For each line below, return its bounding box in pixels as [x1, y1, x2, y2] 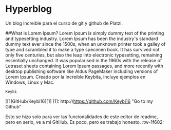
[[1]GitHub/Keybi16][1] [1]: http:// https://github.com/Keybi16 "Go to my [5, 98, 153, 104]
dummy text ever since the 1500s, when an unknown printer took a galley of [5, 41, 166, 47]
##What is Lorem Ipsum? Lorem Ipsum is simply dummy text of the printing [5, 30, 164, 36]
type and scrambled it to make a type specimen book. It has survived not [5, 46, 160, 52]
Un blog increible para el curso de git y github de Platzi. [5, 20, 123, 26]
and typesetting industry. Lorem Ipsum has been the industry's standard [5, 35, 158, 42]
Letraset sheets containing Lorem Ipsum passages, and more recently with [5, 63, 163, 69]
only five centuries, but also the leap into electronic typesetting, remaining [5, 52, 163, 58]
